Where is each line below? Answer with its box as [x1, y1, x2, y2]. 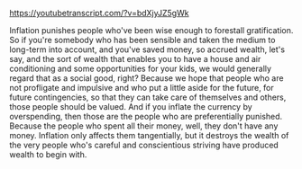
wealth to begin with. [9, 149, 87, 160]
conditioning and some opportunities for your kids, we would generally [9, 63, 272, 74]
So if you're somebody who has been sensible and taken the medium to [9, 35, 276, 45]
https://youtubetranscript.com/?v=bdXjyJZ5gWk [9, 8, 189, 18]
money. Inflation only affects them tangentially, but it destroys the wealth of [9, 130, 289, 140]
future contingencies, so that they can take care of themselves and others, [9, 92, 287, 102]
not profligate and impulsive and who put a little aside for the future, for [9, 83, 275, 93]
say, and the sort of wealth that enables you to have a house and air [9, 54, 261, 64]
